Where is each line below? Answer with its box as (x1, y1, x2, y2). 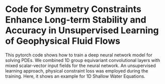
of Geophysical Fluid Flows (5, 35, 121, 47)
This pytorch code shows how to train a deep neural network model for (5, 51, 152, 58)
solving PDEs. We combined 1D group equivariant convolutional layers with (5, 57, 160, 63)
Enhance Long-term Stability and (5, 14, 147, 25)
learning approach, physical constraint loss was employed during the (5, 67, 148, 73)
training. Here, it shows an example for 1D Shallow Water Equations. (5, 73, 146, 79)
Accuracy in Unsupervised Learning (5, 25, 159, 36)
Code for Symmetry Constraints (5, 3, 142, 15)
